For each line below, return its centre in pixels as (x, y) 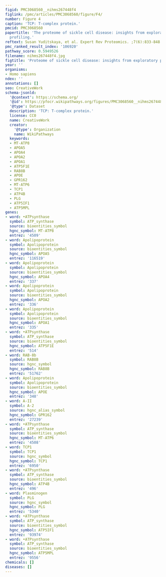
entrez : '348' (24, 397)
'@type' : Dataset (27, 106)
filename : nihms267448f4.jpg (35, 56)
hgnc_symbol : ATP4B (30, 484)
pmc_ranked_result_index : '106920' (42, 47)
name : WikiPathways (34, 134)
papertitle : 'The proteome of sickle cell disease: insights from (75, 33)
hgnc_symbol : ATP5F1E (32, 346)
